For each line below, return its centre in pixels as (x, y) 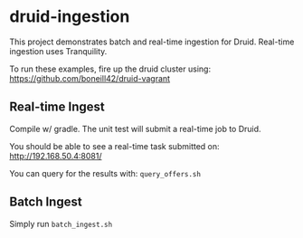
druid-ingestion (70, 17)
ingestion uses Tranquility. (58, 51)
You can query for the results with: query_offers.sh (105, 173)
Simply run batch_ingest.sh (61, 224)
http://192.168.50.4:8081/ (56, 156)
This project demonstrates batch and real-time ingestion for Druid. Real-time (152, 42)
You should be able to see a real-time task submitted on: (114, 146)
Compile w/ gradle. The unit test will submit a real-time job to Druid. (135, 129)
